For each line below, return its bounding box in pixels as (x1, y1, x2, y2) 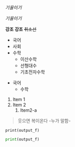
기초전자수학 (20, 69, 45, 75)
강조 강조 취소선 (5, 26, 37, 32)
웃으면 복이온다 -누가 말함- (17, 118, 71, 124)
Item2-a (20, 107, 37, 113)
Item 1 (12, 96, 25, 102)
